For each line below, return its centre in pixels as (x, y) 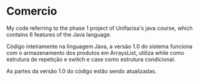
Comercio (32, 11)
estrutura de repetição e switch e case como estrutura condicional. (91, 59)
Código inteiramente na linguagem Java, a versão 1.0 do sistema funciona (99, 46)
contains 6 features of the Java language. (59, 34)
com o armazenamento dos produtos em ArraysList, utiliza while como (96, 52)
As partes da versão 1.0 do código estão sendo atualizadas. (82, 71)
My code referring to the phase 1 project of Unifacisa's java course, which (99, 28)
